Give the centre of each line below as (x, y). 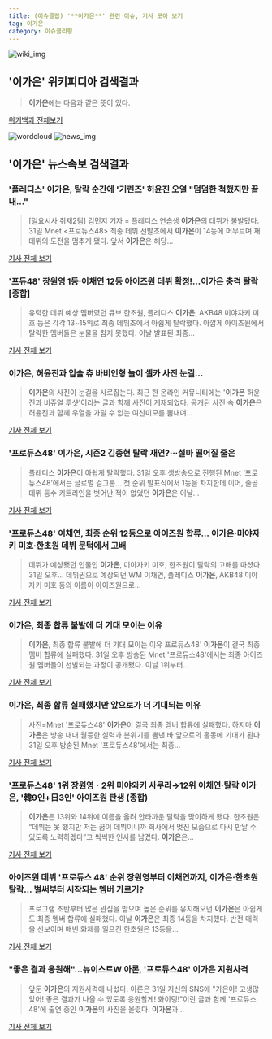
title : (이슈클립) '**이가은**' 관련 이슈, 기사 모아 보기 (96, 16)
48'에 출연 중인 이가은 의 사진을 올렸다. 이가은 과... (106, 1009)
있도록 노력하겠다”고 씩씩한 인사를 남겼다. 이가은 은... (111, 837)
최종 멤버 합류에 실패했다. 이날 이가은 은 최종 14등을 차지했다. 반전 (140, 919)
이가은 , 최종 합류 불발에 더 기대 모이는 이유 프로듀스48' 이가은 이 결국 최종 (144, 645)
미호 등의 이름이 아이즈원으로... (92, 585)
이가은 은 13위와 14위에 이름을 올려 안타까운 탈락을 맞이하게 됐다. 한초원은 (144, 816)
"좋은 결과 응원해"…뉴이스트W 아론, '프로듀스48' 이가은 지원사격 (129, 970)
